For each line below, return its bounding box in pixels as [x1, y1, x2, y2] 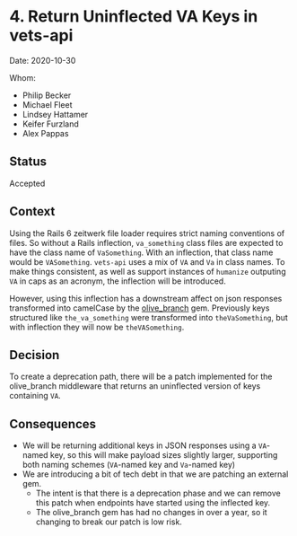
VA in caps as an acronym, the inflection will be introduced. [9, 276, 226, 286]
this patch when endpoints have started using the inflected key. [35, 497, 271, 508]
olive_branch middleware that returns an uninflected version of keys [9, 381, 261, 391]
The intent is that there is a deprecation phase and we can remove [35, 488, 281, 499]
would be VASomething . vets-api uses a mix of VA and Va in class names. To [9, 256, 285, 267]
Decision [9, 347, 60, 363]
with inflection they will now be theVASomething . [9, 321, 185, 332]
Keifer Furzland [22, 119, 79, 129]
